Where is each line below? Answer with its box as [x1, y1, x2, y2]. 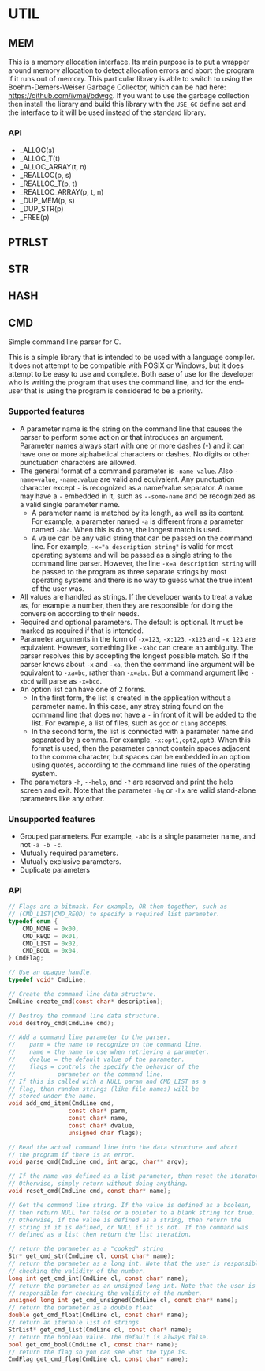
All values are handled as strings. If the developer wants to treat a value [19, 592, 252, 601]
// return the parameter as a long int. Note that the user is [8, 1259, 221, 1268]
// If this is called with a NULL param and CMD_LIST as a [8, 1077, 207, 1085]
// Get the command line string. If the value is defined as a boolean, [8, 1201, 252, 1209]
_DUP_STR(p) [19, 204, 65, 214]
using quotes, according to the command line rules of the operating [31, 760, 251, 770]
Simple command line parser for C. [8, 337, 121, 347]
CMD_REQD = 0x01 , [22, 932, 80, 940]
